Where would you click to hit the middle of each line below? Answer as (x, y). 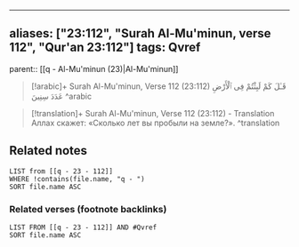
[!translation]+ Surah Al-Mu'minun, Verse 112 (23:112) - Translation (153, 113)
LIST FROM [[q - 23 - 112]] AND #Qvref (83, 227)
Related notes (48, 151)
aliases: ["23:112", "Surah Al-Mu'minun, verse (140, 33)
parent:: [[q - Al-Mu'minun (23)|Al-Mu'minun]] (94, 68)
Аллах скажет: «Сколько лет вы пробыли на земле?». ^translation (155, 123)
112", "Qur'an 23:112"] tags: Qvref (105, 48)
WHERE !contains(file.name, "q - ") (77, 179)
